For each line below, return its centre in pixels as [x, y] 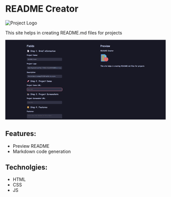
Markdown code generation [42, 151]
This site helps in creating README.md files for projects [64, 32]
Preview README [31, 146]
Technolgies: [26, 167]
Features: [21, 134]
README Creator [42, 9]
